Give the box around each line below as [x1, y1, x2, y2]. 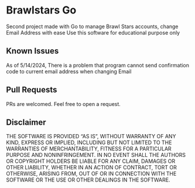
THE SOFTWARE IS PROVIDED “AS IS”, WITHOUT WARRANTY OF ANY [6, 133, 176, 140]
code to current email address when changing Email [6, 68, 132, 75]
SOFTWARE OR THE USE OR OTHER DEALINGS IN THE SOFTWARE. [6, 176, 170, 183]
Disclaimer [6, 117, 46, 127]
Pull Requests [6, 85, 57, 95]
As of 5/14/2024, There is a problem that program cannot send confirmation [6, 61, 189, 69]
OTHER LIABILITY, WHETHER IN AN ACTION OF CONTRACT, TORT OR [6, 164, 177, 171]
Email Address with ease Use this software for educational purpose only [6, 29, 180, 36]
